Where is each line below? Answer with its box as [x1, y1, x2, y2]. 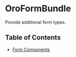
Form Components [12, 46, 50, 52]
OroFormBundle [5, 3, 71, 14]
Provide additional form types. [5, 19, 66, 25]
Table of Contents [5, 33, 61, 42]
